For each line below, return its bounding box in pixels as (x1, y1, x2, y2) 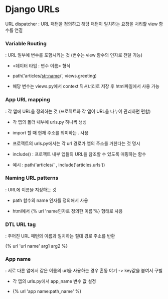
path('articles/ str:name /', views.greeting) (12, 73, 97, 79)
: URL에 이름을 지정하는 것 (5, 186, 57, 192)
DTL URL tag (5, 220, 36, 228)
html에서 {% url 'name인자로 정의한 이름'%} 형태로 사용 (12, 208, 123, 214)
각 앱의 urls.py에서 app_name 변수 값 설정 (12, 278, 96, 284)
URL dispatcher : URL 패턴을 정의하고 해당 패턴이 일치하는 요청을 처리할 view (5, 21, 158, 27)
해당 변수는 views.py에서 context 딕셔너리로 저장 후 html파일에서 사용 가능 (12, 83, 159, 89)
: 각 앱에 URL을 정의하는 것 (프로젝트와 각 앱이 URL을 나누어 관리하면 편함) (5, 108, 151, 114)
